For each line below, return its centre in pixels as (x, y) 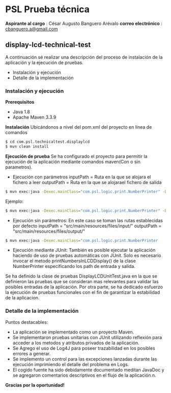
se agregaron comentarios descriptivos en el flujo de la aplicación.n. (84, 375)
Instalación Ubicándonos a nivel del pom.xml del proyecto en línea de (79, 127)
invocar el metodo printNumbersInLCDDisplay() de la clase (74, 261)
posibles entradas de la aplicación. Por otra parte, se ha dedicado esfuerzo (84, 287)
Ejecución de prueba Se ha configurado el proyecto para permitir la (76, 156)
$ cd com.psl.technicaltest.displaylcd (48, 142)
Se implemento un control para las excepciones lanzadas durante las (85, 359)
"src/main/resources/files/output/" (49, 231)
